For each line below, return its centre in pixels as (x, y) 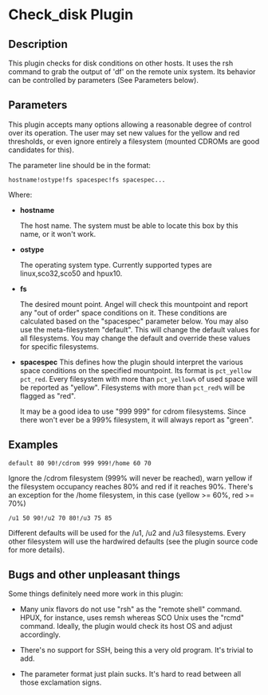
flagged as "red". (47, 395)
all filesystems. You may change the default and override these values (135, 338)
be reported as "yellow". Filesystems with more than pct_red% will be (132, 387)
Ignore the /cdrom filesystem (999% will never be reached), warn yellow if (130, 478)
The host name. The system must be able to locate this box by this (129, 226)
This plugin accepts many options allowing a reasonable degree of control (130, 124)
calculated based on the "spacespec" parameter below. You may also (134, 321)
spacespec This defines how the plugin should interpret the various (131, 362)
